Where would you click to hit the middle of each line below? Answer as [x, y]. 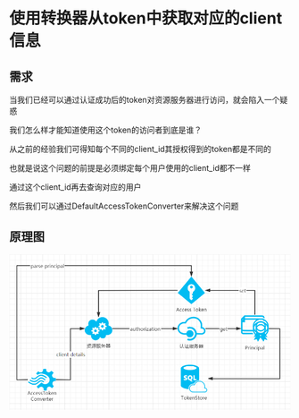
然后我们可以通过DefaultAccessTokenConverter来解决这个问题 [124, 206]
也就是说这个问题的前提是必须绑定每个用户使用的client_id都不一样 [130, 168]
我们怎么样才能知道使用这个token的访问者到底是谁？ [106, 130]
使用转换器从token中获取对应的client [146, 18]
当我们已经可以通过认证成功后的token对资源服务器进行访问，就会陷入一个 [145, 100]
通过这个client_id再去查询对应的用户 [75, 187]
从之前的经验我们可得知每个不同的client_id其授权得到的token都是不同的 [141, 149]
